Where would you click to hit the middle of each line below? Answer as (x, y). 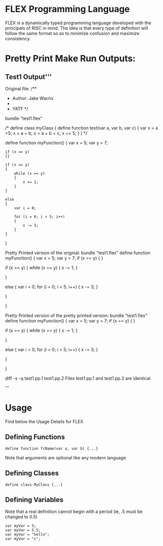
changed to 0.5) (21, 517)
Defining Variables (34, 500)
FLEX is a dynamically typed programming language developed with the (78, 23)
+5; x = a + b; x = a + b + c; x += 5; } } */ (46, 133)
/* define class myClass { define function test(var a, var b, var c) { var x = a (81, 128)
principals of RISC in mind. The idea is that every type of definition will (77, 28)
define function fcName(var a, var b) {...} (52, 449)
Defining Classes (32, 473)
